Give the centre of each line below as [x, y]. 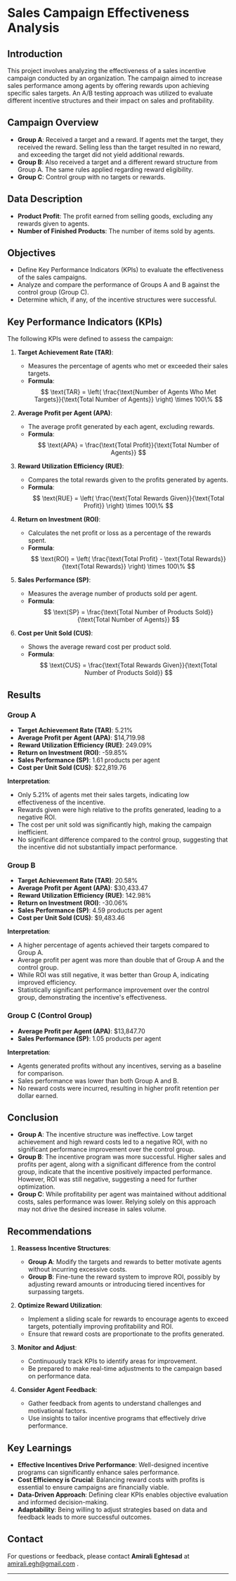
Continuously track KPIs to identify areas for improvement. [113, 1361]
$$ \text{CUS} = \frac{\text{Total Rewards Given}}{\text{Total [129, 665]
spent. [37, 541]
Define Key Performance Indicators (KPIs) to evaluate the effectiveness [120, 270]
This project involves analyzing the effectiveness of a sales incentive [107, 71]
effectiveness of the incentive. [61, 802]
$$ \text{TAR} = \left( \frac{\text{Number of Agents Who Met [128, 392]
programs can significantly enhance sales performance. [98, 1472]
